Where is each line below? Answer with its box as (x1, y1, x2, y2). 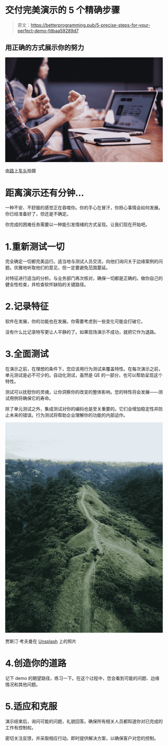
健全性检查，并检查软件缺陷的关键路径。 (5, 281, 88, 287)
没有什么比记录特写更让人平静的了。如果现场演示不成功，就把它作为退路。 (5, 329, 158, 335)
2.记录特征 (5, 301, 49, 312)
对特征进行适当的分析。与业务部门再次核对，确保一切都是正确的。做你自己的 (5, 275, 163, 281)
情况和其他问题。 (5, 681, 40, 687)
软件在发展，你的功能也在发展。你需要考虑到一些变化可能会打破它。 (5, 318, 145, 324)
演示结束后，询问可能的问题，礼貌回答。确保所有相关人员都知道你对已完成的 (5, 718, 163, 724)
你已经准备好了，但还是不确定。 (5, 211, 71, 217)
